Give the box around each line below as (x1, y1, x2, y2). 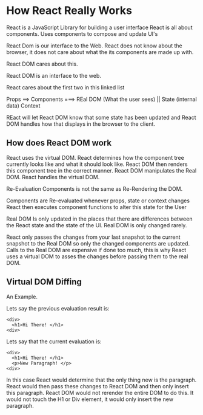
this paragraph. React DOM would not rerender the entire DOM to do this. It (6, 389, 194, 396)
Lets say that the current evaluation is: (6, 338, 102, 345)
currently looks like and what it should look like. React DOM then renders (6, 160, 188, 168)
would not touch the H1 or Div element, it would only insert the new (6, 396, 174, 403)
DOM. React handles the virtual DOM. (6, 173, 100, 180)
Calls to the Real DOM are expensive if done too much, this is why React (6, 246, 187, 253)
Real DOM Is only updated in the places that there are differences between (6, 215, 193, 222)
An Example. (6, 293, 38, 300)
